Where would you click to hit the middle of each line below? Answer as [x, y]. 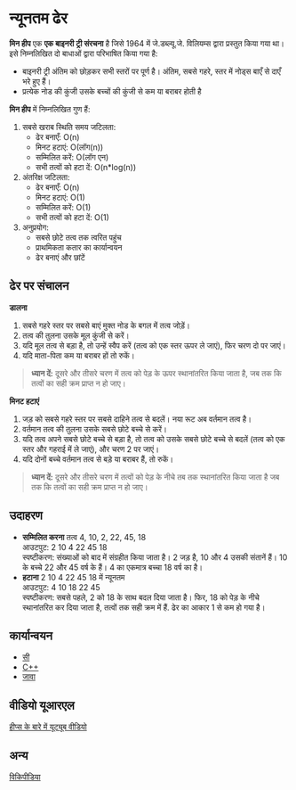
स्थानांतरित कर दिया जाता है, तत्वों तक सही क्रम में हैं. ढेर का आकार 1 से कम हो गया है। [144, 607]
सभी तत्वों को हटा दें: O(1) [72, 217]
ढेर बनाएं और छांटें [60, 257]
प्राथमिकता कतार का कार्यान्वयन [79, 247]
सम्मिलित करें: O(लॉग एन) [72, 157]
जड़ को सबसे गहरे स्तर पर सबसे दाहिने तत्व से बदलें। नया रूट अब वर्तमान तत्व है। [136, 419]
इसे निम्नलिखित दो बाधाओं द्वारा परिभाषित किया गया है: [84, 53]
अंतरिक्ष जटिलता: [46, 177]
